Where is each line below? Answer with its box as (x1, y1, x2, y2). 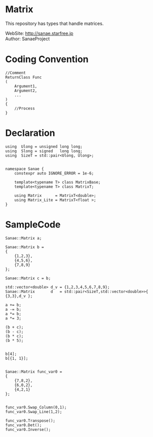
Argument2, (14, 88, 37, 93)
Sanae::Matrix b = (5, 244, 44, 250)
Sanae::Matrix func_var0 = (5, 369, 62, 374)
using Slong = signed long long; (5, 149, 83, 154)
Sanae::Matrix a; (5, 236, 42, 241)
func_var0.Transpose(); (5, 418, 56, 423)
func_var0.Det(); (5, 422, 42, 428)
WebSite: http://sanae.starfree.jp (5, 30, 73, 36)
